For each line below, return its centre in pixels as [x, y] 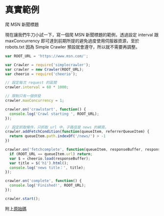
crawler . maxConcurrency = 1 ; [35, 101]
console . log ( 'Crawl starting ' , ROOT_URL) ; [54, 114]
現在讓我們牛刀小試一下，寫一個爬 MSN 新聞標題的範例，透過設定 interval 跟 [82, 35]
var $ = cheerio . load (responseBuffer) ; [50, 159]
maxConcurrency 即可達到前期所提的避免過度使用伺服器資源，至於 [72, 41]
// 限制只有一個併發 [23, 96]
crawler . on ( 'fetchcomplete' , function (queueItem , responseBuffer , [74, 150]
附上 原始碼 [16, 208]
